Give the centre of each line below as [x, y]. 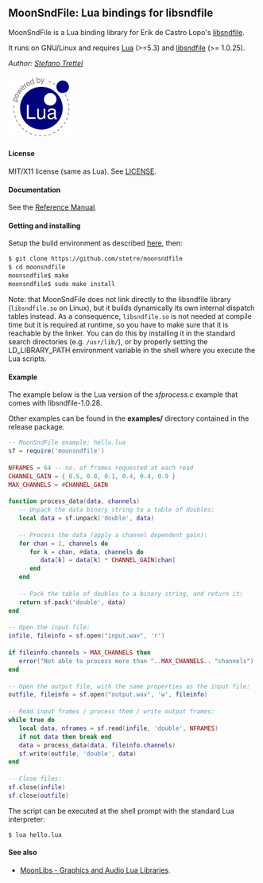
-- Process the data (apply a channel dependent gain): [113, 535]
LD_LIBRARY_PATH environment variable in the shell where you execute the [132, 350]
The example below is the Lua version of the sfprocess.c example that [123, 394]
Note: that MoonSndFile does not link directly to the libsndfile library [120, 299]
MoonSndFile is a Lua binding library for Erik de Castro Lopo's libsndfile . [126, 32]
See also [23, 853]
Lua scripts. [27, 359]
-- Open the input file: [49, 628]
